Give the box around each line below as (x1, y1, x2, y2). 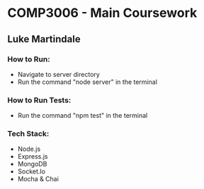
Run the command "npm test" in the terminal (17, 111, 148, 120)
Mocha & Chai (17, 175, 59, 183)
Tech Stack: (7, 129, 50, 139)
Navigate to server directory (17, 70, 101, 78)
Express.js (17, 152, 48, 161)
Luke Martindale (7, 33, 81, 45)
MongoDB (17, 160, 47, 169)
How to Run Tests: (7, 95, 72, 105)
